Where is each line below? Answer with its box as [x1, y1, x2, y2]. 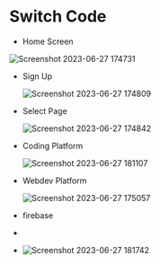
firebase [22, 209, 54, 221]
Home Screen [22, 36, 74, 47]
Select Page [22, 105, 67, 116]
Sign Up [22, 70, 52, 82]
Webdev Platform [22, 175, 87, 186]
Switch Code [9, 6, 107, 27]
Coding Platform [22, 140, 84, 151]
